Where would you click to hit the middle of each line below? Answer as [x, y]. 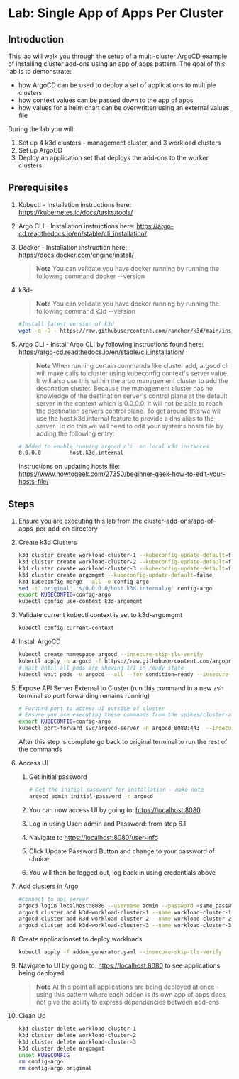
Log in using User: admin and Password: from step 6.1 [107, 824]
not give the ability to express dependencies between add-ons [127, 1002]
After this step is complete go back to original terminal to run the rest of [123, 742]
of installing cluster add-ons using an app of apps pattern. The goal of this [117, 64]
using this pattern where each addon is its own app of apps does [131, 994]
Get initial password [58, 777]
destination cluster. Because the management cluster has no [124, 388]
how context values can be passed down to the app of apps [106, 100]
